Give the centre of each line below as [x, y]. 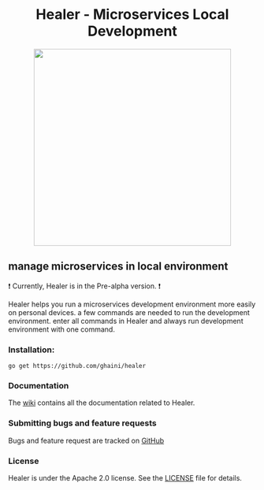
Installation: [32, 350]
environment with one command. [62, 329]
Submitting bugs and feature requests [83, 423]
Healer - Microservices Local [132, 15]
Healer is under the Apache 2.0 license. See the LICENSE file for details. [125, 477]
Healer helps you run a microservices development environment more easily [132, 304]
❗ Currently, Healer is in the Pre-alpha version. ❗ [85, 286]
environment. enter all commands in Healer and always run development [126, 321]
